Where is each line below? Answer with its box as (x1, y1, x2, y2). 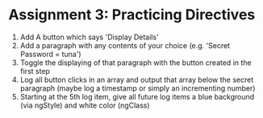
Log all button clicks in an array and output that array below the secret (19, 75, 254, 84)
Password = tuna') (19, 49, 82, 59)
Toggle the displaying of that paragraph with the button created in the (19, 58, 252, 67)
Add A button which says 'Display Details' (19, 32, 159, 42)
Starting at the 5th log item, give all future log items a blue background (19, 92, 255, 101)
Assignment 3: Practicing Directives (8, 6, 256, 24)
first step (19, 66, 51, 75)
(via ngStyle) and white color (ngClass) (19, 100, 151, 110)
